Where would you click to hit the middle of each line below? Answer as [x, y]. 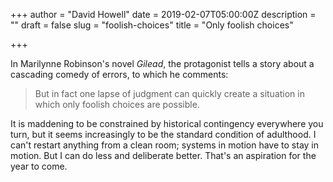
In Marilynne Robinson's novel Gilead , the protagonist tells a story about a [162, 63]
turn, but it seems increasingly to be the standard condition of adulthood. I [163, 134]
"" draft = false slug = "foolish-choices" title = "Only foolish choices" [152, 25]
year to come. [39, 166]
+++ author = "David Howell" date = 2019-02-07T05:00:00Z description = [163, 14]
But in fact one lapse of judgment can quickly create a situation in [169, 93]
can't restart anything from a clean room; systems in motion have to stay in [165, 145]
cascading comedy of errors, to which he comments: [119, 74]
